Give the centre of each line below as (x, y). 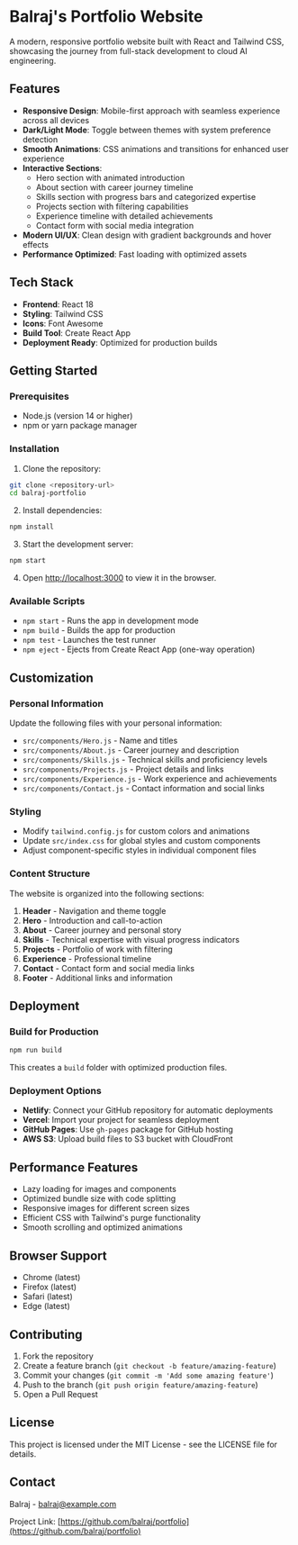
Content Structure (50, 873)
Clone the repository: (62, 468)
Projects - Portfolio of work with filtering (97, 949)
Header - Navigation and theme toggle (94, 910)
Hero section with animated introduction (110, 177)
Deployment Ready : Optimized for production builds (120, 342)
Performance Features (74, 1167)
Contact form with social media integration (115, 225)
